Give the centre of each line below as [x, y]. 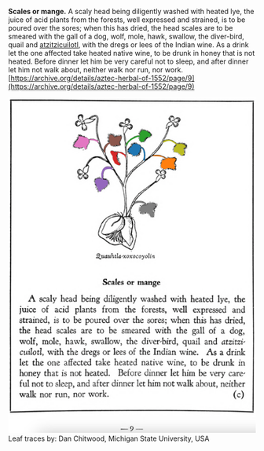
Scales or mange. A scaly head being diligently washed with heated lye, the [131, 11]
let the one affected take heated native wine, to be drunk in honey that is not [132, 53]
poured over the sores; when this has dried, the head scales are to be [121, 28]
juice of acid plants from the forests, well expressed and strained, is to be [127, 20]
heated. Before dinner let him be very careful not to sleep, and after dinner [128, 61]
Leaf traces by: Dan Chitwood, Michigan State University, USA [109, 438]
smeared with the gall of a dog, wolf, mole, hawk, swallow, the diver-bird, [126, 36]
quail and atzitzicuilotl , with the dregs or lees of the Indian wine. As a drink [128, 45]
